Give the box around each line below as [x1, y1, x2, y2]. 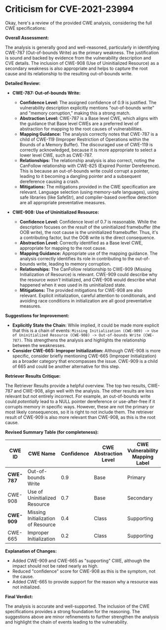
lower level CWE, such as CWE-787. [19, 152, 93, 158]
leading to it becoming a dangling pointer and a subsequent [19, 173, 141, 179]
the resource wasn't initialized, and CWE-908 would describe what [19, 277, 157, 283]
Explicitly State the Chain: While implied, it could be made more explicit [12, 322, 159, 328]
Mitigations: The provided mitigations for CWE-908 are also [19, 287, 143, 293]
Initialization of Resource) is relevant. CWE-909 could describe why [19, 271, 158, 277]
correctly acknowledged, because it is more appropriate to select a [19, 147, 157, 153]
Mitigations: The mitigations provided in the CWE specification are [19, 183, 156, 189]
